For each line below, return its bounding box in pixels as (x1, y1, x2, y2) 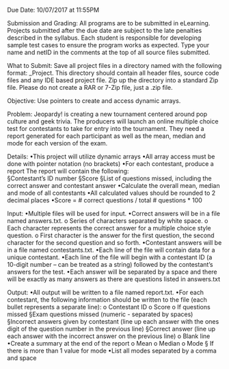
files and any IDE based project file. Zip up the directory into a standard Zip (7, 76, 219, 84)
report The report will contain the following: (7, 167, 129, 175)
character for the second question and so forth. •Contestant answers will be (7, 239, 222, 246)
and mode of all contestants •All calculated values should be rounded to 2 (7, 189, 216, 197)
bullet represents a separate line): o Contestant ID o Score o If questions (7, 303, 211, 311)
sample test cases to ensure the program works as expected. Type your (7, 41, 210, 49)
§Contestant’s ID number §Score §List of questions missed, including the (7, 174, 212, 182)
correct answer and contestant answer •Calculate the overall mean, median (7, 182, 220, 189)
